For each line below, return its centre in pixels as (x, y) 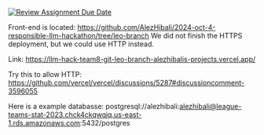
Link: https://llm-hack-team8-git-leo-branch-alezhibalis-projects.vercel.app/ (132, 59)
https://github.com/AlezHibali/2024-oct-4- (147, 27)
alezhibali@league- (211, 106)
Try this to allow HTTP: (45, 74)
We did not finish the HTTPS (196, 36)
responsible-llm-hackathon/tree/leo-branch (79, 36)
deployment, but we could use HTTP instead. (81, 44)
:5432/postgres (105, 123)
